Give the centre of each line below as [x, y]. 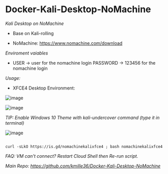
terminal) [15, 123]
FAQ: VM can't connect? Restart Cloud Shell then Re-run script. [72, 156]
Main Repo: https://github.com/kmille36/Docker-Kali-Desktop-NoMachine [83, 166]
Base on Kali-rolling [33, 33]
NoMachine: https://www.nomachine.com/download [67, 43]
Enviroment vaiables [27, 53]
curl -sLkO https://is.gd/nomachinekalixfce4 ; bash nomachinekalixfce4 [84, 147]
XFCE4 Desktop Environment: [44, 88]
